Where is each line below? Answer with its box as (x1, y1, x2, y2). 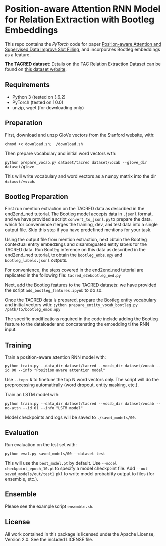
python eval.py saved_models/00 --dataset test (5, 451, 106, 456)
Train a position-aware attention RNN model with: (5, 354, 106, 360)
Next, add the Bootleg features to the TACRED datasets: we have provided (5, 282, 157, 288)
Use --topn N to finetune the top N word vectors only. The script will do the (5, 377, 159, 383)
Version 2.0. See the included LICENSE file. (5, 536, 93, 542)
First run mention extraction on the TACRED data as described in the (5, 206, 145, 212)
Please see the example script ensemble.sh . (5, 503, 94, 509)
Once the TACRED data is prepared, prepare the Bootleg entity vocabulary (5, 297, 157, 303)
